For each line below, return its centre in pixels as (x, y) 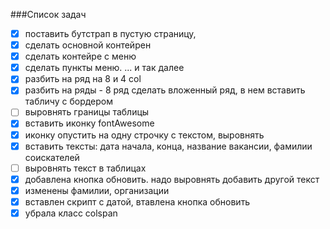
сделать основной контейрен (88, 45)
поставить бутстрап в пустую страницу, (110, 33)
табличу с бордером (69, 101)
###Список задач (48, 14)
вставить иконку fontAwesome (89, 123)
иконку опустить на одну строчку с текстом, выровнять (144, 135)
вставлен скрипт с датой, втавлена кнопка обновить (137, 201)
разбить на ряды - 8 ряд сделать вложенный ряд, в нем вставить (165, 90)
